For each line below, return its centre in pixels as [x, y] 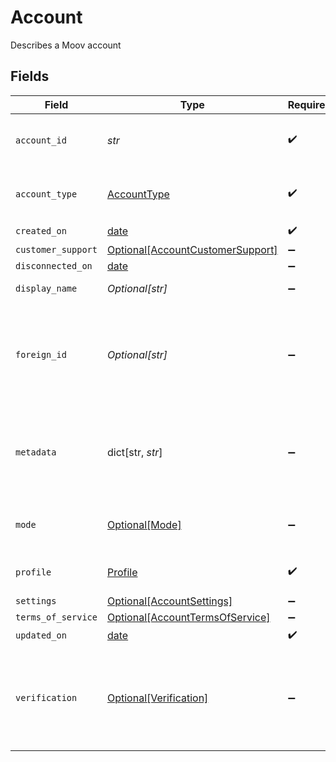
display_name [46, 288]
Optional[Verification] [157, 698]
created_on [41, 231]
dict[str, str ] [134, 452]
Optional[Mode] [144, 524]
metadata [36, 452]
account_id [41, 140]
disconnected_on [54, 265]
